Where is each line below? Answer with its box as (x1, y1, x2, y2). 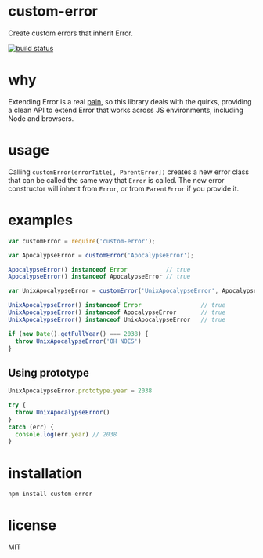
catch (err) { (8, 423, 55, 431)
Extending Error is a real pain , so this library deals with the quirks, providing (8, 97, 252, 106)
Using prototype (8, 366, 90, 379)
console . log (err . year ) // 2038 (15, 430, 117, 438)
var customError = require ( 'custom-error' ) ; (8, 237, 156, 245)
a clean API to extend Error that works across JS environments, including (8, 105, 244, 115)
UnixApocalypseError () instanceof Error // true (8, 301, 225, 309)
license (8, 516, 57, 534)
